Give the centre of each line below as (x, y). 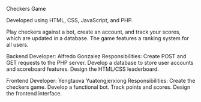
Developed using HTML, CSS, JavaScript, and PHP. (70, 20)
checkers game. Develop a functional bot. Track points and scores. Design (98, 87)
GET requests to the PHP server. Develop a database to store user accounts (100, 63)
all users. (17, 45)
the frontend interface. (34, 93)
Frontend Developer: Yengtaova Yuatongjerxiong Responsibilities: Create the (101, 81)
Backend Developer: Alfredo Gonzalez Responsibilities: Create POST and (96, 56)
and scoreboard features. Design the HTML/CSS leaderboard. (82, 69)
